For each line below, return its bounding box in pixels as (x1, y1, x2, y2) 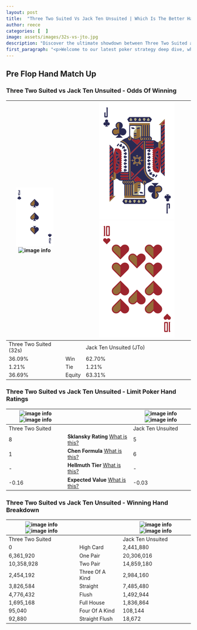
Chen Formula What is (67, 448, 122, 455)
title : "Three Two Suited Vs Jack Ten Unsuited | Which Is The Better (6, 15, 185, 22)
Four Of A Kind (79, 607, 115, 614)
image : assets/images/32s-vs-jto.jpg (6, 34, 98, 40)
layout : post (6, 9, 38, 15)
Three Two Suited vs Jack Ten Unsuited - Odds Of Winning (6, 87, 177, 95)
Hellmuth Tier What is (67, 462, 121, 469)
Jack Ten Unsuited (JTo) (86, 344, 145, 351)
